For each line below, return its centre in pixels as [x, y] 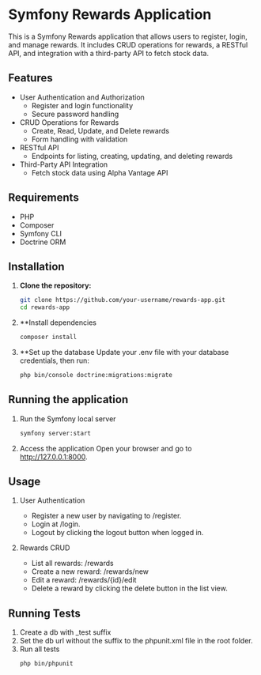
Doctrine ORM [43, 242]
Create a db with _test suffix [65, 632]
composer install [48, 337]
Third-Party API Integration [64, 164]
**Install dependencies [58, 322]
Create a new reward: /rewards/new [90, 571]
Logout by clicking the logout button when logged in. [117, 533]
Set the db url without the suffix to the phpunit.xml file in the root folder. [136, 641]
